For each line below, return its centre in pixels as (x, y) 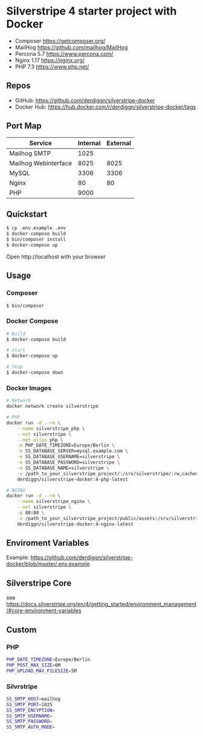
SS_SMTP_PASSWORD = (29, 721)
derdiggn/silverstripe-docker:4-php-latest (73, 479)
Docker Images (29, 388)
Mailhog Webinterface (41, 163)
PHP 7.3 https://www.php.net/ (52, 66)
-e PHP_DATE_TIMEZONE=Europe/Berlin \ (66, 445)
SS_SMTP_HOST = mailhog (34, 699)
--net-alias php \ (40, 440)
